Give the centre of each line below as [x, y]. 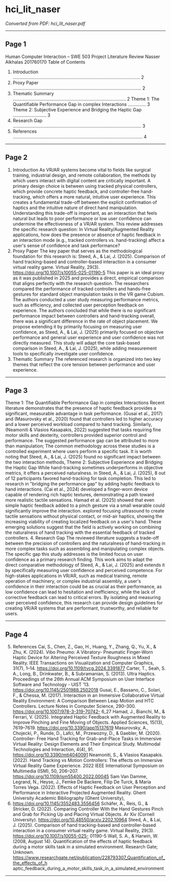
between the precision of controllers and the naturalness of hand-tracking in [85, 544]
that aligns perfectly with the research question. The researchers [81, 283]
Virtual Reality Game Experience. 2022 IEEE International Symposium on [88, 766]
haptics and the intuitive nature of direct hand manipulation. [75, 208]
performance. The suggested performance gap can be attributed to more [82, 441]
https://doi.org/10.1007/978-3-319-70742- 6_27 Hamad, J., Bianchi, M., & [89, 712]
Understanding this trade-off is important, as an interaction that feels [85, 213]
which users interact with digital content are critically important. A [82, 180]
